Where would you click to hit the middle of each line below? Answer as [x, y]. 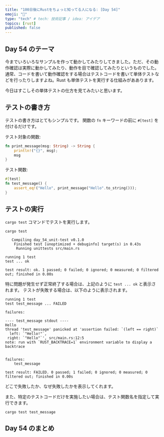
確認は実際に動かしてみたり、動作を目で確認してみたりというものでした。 [84, 68]
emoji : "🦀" [16, 14]
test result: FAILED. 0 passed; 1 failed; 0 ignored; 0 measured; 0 [76, 372]
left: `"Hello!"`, [28, 334]
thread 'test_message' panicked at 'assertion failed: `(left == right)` [82, 329]
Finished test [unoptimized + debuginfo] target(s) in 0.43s [77, 244]
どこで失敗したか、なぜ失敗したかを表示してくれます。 [60, 386]
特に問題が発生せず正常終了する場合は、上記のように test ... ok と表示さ [81, 284]
